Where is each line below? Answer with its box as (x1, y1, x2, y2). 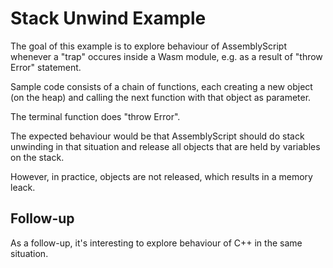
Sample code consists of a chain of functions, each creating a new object (10, 80, 313, 92)
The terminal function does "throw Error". (10, 110, 181, 122)
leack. (10, 181, 36, 193)
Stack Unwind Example (10, 7, 207, 30)
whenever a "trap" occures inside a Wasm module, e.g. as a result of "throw (10, 50, 323, 62)
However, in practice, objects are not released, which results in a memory (10, 170, 313, 182)
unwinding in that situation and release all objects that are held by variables (10, 140, 321, 152)
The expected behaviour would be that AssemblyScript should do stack (10, 130, 305, 142)
